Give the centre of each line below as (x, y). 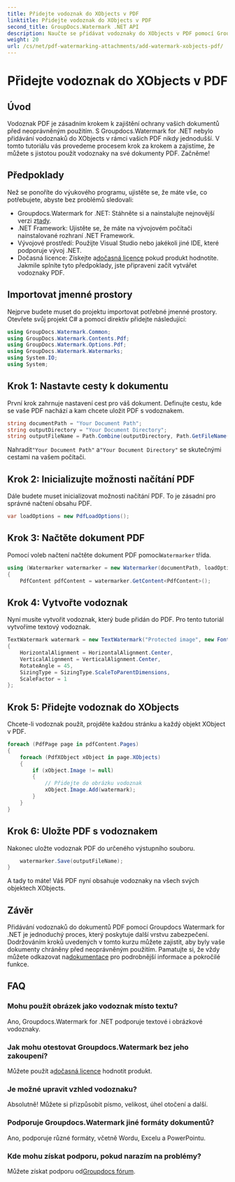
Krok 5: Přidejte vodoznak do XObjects (93, 707)
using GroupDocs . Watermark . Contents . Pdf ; (69, 338)
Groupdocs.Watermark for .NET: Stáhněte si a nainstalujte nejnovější (116, 213)
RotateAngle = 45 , (47, 666)
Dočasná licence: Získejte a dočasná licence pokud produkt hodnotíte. (118, 258)
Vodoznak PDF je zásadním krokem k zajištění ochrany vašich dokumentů (113, 124)
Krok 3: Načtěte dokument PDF (76, 538)
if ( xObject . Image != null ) (73, 770)
